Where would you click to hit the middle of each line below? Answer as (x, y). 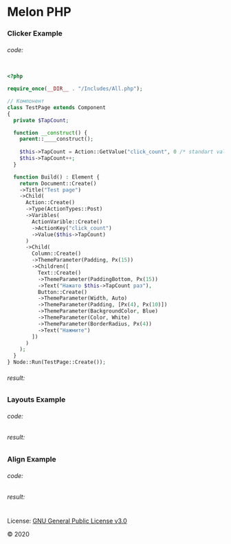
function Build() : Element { (56, 177)
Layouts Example (36, 400)
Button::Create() (63, 292)
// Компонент (26, 101)
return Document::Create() (58, 183)
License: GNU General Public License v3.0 (67, 521)
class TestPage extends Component (57, 107)
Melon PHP (39, 12)
